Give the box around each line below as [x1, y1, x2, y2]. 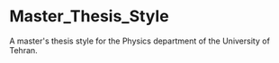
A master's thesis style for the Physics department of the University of [9, 35, 270, 46]
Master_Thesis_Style [9, 6, 169, 27]
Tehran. [9, 44, 38, 55]
